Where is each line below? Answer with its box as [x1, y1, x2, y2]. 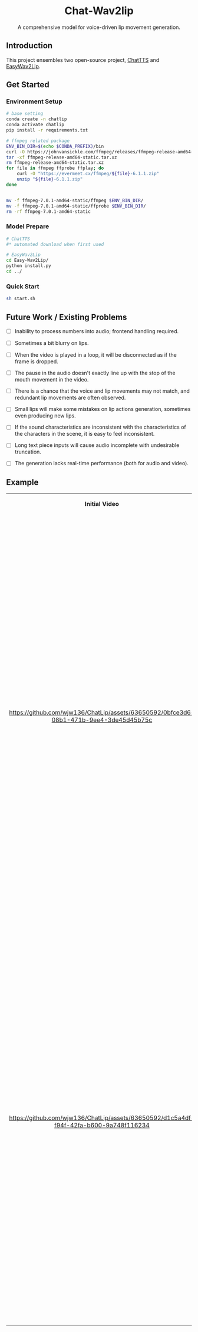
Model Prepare [6, 222, 49, 231]
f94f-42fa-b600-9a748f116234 [54, 1121, 150, 1130]
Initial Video [84, 500, 120, 508]
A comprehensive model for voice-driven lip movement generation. [17, 24, 181, 31]
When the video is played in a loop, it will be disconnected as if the [14, 351, 177, 359]
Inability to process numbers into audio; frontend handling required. [14, 327, 179, 334]
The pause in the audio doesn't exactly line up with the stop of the [14, 370, 176, 377]
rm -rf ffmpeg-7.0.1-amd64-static [6, 208, 91, 215]
